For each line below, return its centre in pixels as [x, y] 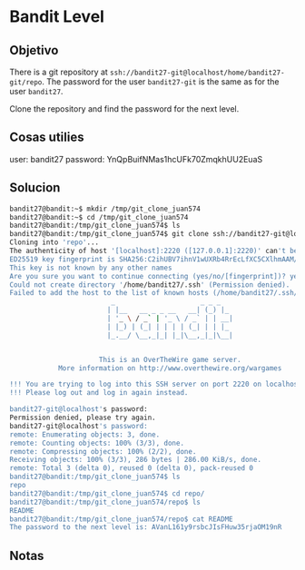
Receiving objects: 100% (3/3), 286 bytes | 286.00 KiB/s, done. [135, 460]
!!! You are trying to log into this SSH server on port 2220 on [135, 384]
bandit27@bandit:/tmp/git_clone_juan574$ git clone [109, 234]
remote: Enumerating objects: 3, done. [85, 434]
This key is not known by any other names [91, 268]
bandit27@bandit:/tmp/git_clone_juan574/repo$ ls [105, 502]
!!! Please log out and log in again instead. [99, 393]
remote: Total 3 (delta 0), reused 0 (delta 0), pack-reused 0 [132, 468]
